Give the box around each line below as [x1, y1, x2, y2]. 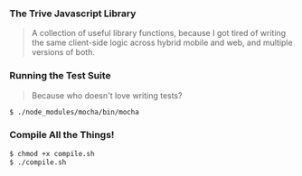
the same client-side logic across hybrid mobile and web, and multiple [31, 37, 293, 48]
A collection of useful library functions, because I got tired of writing [31, 28, 287, 39]
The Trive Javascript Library [9, 7, 137, 20]
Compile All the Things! [9, 129, 115, 142]
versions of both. [31, 47, 95, 58]
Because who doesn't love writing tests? [31, 89, 183, 101]
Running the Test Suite [9, 69, 111, 82]
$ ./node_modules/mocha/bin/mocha [9, 107, 140, 116]
